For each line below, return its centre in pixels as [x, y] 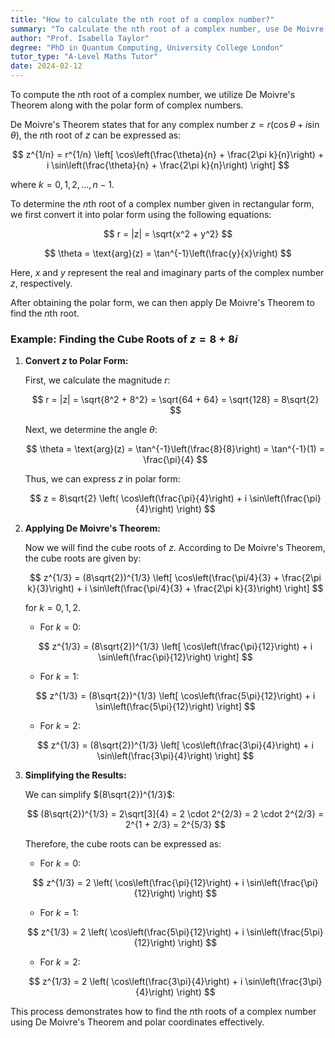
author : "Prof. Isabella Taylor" [80, 38]
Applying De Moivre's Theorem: [92, 528]
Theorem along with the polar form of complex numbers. [127, 105]
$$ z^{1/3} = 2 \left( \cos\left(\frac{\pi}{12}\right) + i [138, 883]
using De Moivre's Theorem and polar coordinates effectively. [137, 1022]
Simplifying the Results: [75, 775]
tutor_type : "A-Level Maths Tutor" [84, 57]
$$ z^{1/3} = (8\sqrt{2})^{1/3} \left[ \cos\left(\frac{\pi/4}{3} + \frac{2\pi [175, 578]
